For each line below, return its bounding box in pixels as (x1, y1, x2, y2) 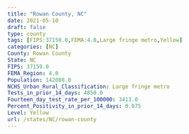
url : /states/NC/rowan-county (7, 116, 97, 123)
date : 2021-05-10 (7, 17, 59, 24)
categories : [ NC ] (7, 43, 59, 50)
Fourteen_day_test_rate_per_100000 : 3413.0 (7, 96, 139, 104)
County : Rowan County (7, 50, 72, 57)
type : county (7, 30, 46, 38)
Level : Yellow (7, 109, 50, 116)
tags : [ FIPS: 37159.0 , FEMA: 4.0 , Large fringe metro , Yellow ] (7, 37, 183, 44)
